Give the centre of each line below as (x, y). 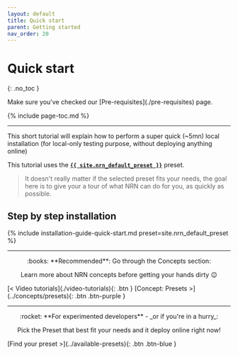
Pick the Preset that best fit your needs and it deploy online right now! (119, 330)
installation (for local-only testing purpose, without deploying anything (110, 144)
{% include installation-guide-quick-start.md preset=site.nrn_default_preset (118, 233)
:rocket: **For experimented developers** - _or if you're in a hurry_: (119, 316)
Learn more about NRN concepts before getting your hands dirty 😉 (119, 275)
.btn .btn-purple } (100, 296)
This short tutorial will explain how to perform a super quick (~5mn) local (113, 136)
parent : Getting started (44, 27)
